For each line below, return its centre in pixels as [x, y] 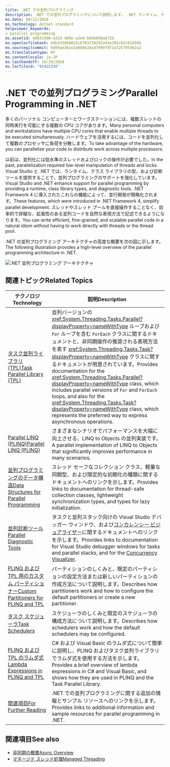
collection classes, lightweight [87, 495]
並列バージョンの [72, 312]
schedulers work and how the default [96, 628]
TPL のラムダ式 [26, 658]
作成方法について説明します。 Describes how [104, 584]
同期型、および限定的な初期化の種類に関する [105, 474]
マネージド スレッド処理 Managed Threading [59, 759]
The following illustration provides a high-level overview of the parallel [78, 247]
